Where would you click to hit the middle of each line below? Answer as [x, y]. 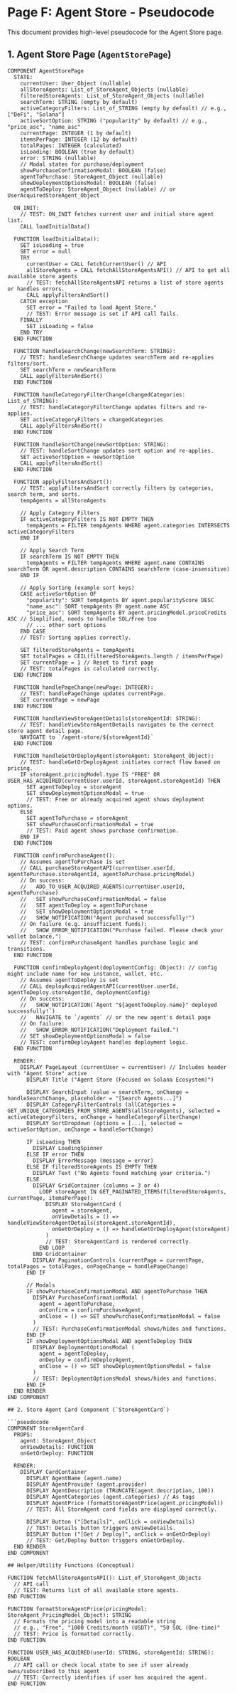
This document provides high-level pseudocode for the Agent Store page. [115, 32]
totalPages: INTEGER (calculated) [71, 146]
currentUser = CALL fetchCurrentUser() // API [96, 264]
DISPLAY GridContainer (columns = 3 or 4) [97, 1186]
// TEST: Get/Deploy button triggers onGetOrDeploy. [106, 1540]
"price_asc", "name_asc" [44, 127]
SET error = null [46, 251]
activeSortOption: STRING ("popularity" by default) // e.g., [114, 121]
